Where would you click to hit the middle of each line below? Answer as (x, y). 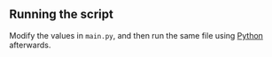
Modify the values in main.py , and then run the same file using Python (136, 35)
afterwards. (30, 45)
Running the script (61, 14)
